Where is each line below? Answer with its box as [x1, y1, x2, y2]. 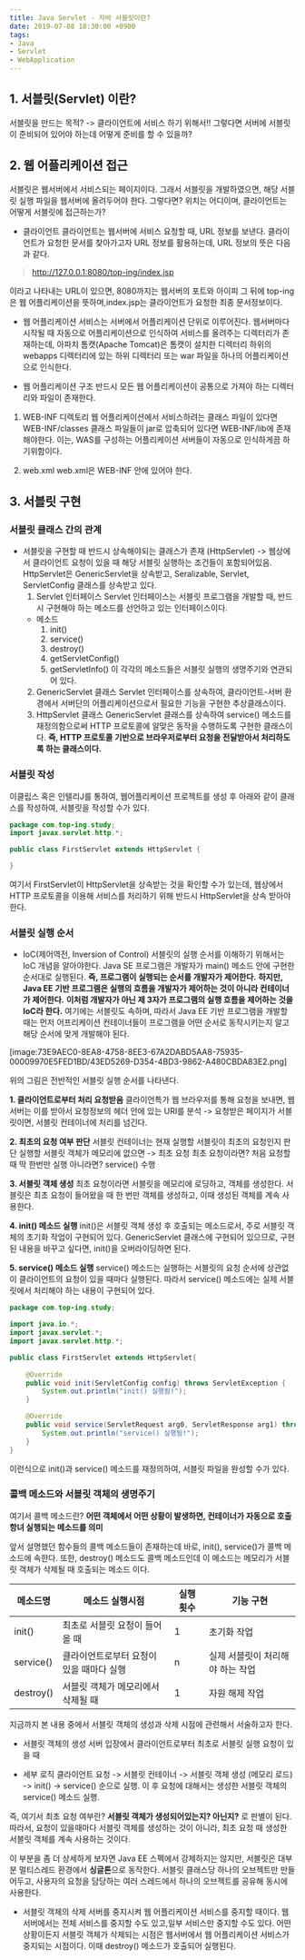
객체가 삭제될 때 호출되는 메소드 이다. [18, 1564, 150, 1575]
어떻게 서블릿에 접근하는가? [9, 206, 106, 217]
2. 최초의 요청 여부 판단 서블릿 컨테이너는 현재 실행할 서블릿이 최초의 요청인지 [9, 1137, 281, 1148]
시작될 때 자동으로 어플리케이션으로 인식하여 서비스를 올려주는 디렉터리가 [22, 327, 280, 338]
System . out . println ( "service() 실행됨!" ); [42, 1428, 200, 1438]
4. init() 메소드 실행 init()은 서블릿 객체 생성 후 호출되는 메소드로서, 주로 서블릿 [9, 1220, 286, 1231]
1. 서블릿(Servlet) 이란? [9, 92, 137, 107]
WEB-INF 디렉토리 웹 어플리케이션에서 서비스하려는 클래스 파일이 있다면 [22, 411, 279, 423]
